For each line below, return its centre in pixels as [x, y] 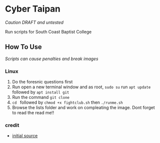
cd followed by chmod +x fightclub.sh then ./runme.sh [67, 102]
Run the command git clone [41, 97]
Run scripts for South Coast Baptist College [48, 32]
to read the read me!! [33, 113]
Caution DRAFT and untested [34, 22]
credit [12, 125]
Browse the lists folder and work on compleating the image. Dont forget [83, 108]
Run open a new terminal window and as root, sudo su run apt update [81, 87]
